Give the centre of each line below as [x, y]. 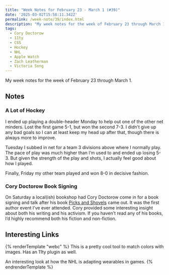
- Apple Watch [24, 57]
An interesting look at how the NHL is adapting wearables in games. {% [79, 261]
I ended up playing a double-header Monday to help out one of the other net [84, 121]
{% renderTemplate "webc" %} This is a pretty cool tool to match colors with [84, 246]
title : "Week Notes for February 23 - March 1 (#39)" [63, 10]
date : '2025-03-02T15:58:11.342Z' [41, 15]
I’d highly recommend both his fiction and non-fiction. [61, 219]
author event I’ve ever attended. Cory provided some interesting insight [79, 208]
